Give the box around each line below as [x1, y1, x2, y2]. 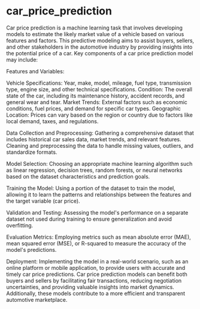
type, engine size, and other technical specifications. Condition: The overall [6, 85, 193, 93]
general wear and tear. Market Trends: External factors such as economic [6, 98, 187, 106]
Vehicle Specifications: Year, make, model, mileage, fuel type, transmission [6, 79, 192, 87]
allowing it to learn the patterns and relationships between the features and [6, 191, 192, 198]
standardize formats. [6, 148, 57, 156]
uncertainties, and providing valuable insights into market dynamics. [6, 283, 175, 290]
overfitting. [6, 221, 34, 229]
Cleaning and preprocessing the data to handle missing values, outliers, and [6, 142, 193, 149]
